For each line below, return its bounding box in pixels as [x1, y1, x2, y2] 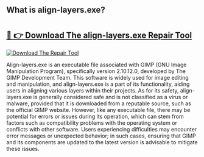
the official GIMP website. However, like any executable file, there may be [6, 106, 191, 113]
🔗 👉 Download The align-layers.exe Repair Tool [6, 30, 192, 40]
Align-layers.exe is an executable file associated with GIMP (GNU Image [6, 61, 187, 68]
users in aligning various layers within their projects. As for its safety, [6, 87, 179, 94]
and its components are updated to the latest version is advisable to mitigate [6, 139, 198, 145]
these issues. [6, 145, 40, 152]
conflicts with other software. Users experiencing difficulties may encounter [6, 126, 197, 133]
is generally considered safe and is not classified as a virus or [33, 94, 188, 100]
